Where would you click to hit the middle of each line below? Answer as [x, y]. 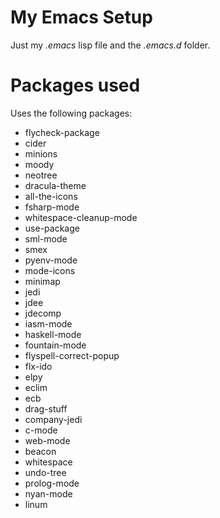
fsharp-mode [52, 207]
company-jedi [53, 419]
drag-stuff [46, 408]
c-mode [41, 430]
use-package [52, 228]
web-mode [47, 440]
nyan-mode [48, 493]
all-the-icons [51, 196]
